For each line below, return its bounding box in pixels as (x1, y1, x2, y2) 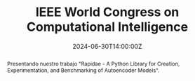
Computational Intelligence (27, 19, 188, 35)
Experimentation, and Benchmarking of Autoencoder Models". (6, 66, 160, 74)
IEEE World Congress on (35, 4, 180, 20)
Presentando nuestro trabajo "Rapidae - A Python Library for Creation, (6, 60, 180, 67)
